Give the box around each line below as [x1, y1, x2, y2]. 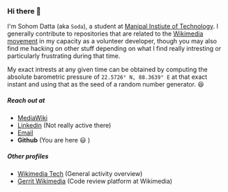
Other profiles [7, 152, 49, 160]
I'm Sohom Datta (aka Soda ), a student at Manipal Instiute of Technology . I [7, 22, 218, 31]
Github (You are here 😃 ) [17, 136, 91, 145]
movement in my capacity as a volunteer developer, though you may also [7, 37, 218, 45]
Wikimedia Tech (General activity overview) [17, 170, 143, 178]
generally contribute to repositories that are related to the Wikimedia [7, 29, 204, 38]
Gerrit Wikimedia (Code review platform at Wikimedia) [17, 177, 173, 186]
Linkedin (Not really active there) [17, 121, 112, 130]
